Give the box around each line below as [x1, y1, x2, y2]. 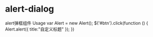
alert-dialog [5, 3, 54, 15]
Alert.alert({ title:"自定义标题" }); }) [5, 26, 75, 32]
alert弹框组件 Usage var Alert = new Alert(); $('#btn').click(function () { [5, 20, 149, 26]
